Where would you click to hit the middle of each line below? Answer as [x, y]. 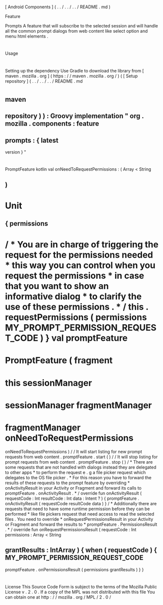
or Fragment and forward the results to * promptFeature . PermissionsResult [81, 524]
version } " [16, 152]
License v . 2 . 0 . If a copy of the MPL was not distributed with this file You [80, 592]
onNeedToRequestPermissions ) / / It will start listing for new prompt [74, 451]
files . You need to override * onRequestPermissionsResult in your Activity [79, 519]
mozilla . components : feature [52, 124]
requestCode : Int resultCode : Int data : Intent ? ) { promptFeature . [72, 498]
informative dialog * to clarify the [73, 297]
